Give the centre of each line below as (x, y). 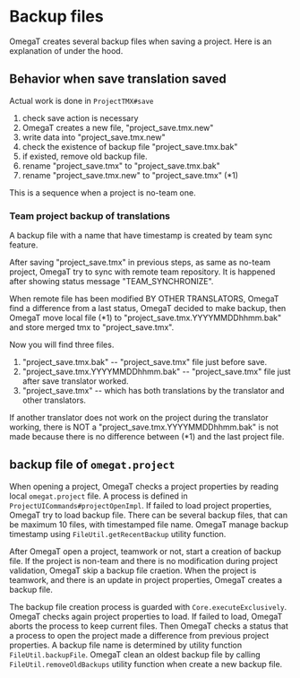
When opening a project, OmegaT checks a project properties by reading (144, 486)
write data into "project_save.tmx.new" (94, 137)
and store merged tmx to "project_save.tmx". (92, 327)
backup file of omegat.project (92, 465)
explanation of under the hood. (66, 50)
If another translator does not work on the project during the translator (139, 418)
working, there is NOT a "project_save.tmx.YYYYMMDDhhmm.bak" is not (144, 427)
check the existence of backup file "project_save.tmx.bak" (130, 146)
